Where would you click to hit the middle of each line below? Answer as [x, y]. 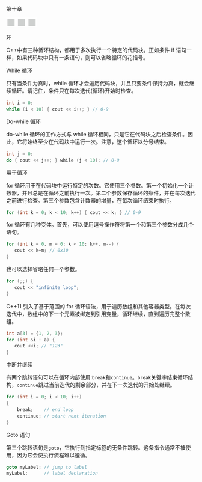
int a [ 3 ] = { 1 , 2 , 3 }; [35, 333]
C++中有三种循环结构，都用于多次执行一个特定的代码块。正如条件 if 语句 [96, 50]
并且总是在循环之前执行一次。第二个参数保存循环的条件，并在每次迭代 [109, 193]
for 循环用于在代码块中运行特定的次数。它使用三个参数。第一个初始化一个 [97, 185]
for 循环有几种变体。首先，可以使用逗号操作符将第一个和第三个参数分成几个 [100, 225]
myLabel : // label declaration [52, 474]
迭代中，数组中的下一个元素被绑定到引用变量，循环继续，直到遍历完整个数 [98, 314]
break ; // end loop [45, 410]
